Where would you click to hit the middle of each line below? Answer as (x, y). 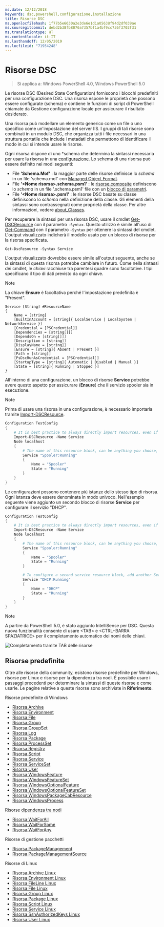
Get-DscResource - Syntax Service (39, 249)
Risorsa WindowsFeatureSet (41, 780)
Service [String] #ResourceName (38, 307)
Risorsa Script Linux (32, 904)
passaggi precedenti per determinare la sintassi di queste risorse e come (79, 683)
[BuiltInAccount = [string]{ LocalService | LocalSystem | (75, 320)
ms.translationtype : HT (29, 32)
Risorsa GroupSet (30, 728)
